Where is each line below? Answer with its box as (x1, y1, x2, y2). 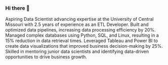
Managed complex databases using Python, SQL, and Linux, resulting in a (5, 32, 159, 39)
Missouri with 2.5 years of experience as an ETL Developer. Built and (5, 21, 149, 27)
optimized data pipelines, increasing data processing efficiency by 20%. (5, 27, 156, 33)
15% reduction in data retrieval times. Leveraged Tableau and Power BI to (5, 38, 158, 44)
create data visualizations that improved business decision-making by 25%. (5, 43, 163, 49)
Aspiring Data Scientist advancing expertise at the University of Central (5, 16, 154, 22)
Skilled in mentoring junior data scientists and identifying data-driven (5, 48, 149, 55)
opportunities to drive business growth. (5, 54, 88, 60)
